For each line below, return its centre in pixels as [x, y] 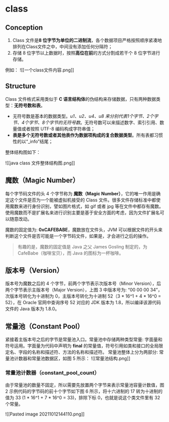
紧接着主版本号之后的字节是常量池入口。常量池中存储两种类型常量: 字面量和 [84, 340]
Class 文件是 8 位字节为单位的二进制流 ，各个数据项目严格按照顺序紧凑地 [87, 40]
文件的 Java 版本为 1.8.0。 [32, 309]
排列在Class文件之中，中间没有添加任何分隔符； [63, 47]
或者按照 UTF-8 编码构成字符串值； [58, 129]
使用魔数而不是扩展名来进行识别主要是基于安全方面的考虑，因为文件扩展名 [82, 213]
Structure [21, 86]
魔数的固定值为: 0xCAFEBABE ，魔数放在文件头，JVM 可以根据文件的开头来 [84, 229]
